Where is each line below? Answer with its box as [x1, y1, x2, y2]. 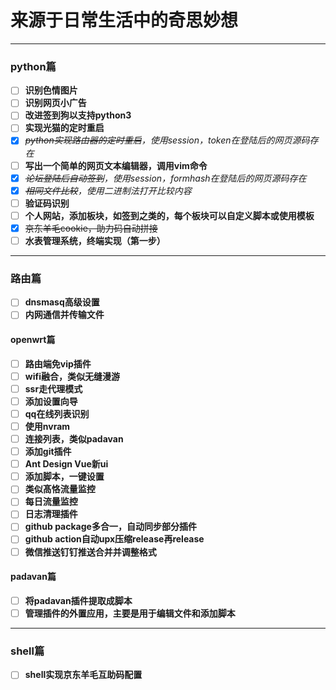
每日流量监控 [24, 496, 78, 508]
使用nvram [24, 420, 71, 432]
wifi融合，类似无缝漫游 [24, 370, 120, 382]
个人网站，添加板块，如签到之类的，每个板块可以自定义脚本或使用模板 [24, 209, 315, 221]
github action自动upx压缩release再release [24, 533, 205, 545]
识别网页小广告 [24, 97, 87, 109]
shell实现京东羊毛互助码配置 [24, 669, 143, 681]
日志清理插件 [24, 508, 78, 520]
